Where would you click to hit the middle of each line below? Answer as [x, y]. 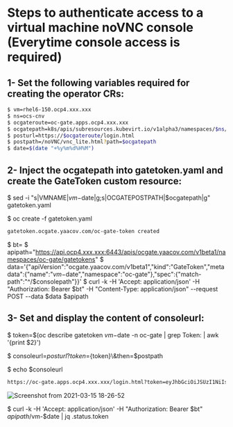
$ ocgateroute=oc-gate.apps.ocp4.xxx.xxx [68, 122]
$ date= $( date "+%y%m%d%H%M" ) [51, 148]
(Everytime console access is [94, 42]
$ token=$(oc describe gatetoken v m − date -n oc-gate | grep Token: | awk [113, 335]
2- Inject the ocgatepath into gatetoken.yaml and [115, 170]
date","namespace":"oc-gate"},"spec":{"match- [133, 274]
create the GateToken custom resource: [95, 181]
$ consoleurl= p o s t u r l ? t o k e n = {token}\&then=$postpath [85, 355]
